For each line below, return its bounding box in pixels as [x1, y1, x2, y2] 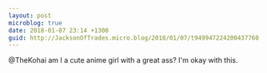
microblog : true [8, 19, 62, 27]
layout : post [8, 11, 52, 20]
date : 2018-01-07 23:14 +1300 [8, 26, 110, 34]
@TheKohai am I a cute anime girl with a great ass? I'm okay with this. [8, 56, 238, 65]
